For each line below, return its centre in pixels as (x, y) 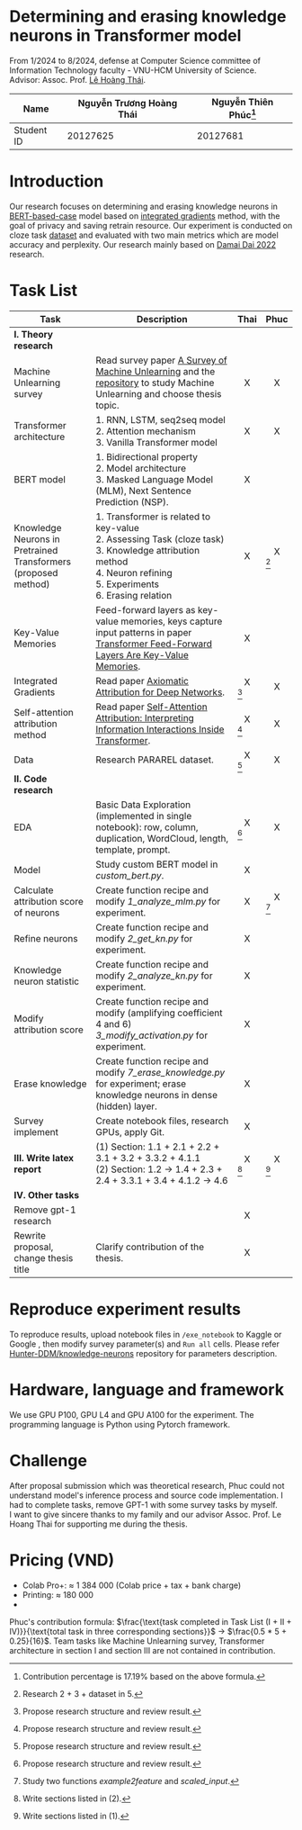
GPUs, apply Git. (130, 1132)
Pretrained (36, 551)
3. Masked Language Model (155, 480)
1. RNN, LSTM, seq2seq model (161, 420)
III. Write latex (44, 1158)
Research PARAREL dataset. (155, 760)
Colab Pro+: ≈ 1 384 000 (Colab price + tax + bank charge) (132, 1585)
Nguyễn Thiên (242, 102)
